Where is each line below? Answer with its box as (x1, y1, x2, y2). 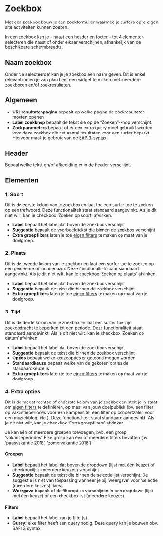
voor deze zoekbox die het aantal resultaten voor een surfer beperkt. (12, 130, 151, 135)
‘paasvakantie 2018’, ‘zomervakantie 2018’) (5, 440, 92, 446)
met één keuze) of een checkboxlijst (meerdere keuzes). (12, 493, 126, 499)
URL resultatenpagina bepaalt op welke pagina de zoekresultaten (12, 109, 145, 115)
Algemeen (5, 96, 38, 104)
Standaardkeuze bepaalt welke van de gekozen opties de (12, 360, 129, 366)
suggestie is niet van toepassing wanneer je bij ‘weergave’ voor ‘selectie (12, 477, 158, 483)
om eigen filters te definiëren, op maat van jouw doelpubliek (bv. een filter (5, 404, 154, 410)
